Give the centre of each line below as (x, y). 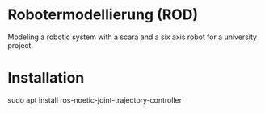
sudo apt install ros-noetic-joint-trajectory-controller (95, 100)
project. (21, 45)
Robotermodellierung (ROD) (103, 15)
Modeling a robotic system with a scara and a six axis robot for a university (132, 37)
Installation (46, 78)
